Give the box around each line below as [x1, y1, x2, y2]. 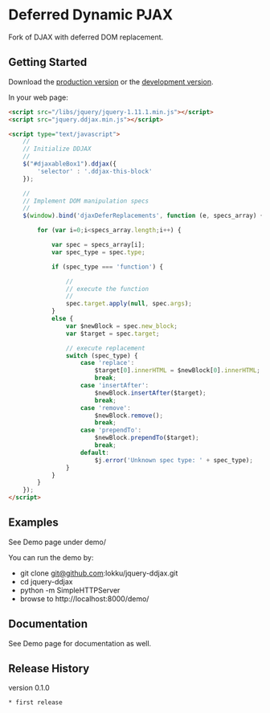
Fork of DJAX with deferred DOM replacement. [8, 32, 164, 42]
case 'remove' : [80, 404, 131, 412]
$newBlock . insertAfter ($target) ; [94, 388, 207, 397]
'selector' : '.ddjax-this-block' [37, 167, 153, 175]
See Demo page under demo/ [8, 537, 107, 547]
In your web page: [8, 92, 68, 102]
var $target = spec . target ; [65, 330, 160, 338]
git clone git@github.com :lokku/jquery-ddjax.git [19, 568, 178, 578]
